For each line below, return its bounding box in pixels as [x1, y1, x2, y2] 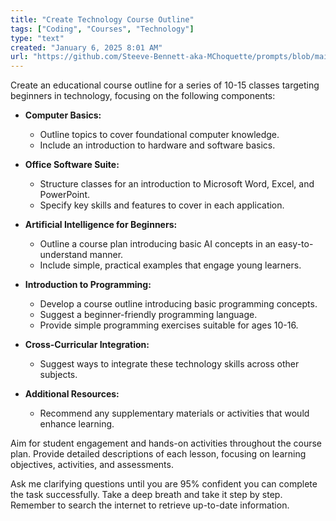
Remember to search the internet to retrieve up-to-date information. [10, 499, 290, 511]
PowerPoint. [39, 189, 90, 201]
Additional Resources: [24, 388, 120, 400]
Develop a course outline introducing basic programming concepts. [39, 298, 318, 310]
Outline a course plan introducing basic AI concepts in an [39, 238, 276, 250]
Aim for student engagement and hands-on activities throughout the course [10, 437, 322, 450]
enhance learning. [39, 418, 115, 430]
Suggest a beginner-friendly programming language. [39, 309, 258, 321]
